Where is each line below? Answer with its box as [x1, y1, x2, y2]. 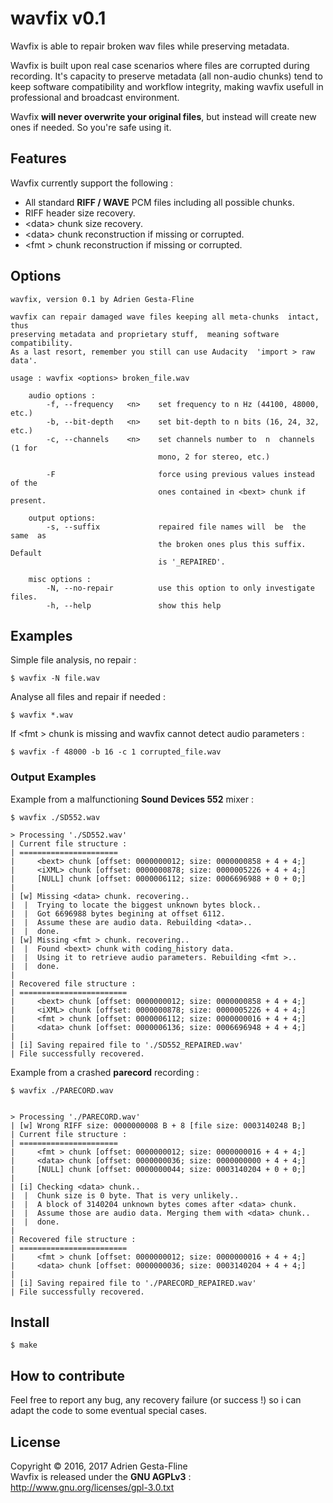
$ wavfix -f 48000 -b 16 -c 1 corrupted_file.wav [10, 747, 222, 757]
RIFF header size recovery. [24, 207, 136, 219]
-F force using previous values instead [46, 469, 315, 479]
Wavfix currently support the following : [10, 177, 173, 189]
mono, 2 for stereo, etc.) [158, 452, 271, 462]
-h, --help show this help [46, 600, 222, 611]
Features [10, 150, 67, 167]
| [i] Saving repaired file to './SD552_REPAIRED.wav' [10, 1040, 244, 1050]
